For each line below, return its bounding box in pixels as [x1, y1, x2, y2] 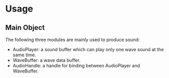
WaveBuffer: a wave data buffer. [12, 57, 81, 63]
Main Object [5, 23, 45, 32]
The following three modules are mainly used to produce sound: [5, 36, 140, 43]
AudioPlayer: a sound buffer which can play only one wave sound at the [12, 47, 164, 52]
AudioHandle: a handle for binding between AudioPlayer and [12, 63, 140, 68]
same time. [12, 52, 36, 58]
